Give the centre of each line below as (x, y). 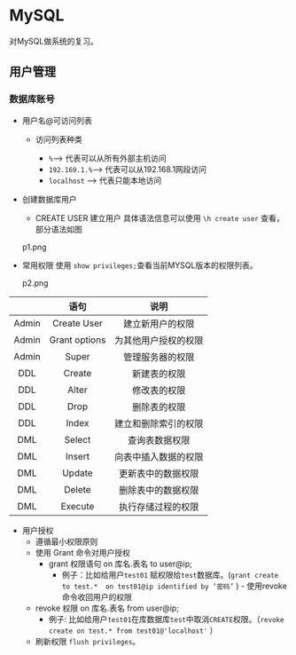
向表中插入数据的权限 (159, 456)
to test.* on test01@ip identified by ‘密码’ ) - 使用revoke (175, 586)
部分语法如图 (58, 229)
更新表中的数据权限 (159, 473)
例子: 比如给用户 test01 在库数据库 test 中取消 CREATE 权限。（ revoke (166, 619)
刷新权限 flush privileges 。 (88, 641)
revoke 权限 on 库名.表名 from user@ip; (107, 608)
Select (78, 439)
